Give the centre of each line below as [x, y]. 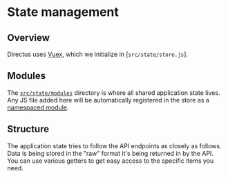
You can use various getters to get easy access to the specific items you [111, 161]
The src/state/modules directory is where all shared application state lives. [114, 92]
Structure [28, 129]
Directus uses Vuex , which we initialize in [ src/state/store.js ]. [98, 54]
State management [63, 12]
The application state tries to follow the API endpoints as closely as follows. [114, 145]
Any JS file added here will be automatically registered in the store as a [108, 100]
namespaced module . [38, 107]
